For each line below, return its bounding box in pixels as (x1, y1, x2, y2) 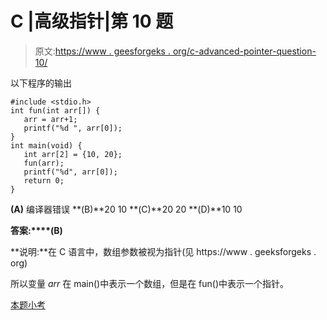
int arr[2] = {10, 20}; (23, 149, 123, 159)
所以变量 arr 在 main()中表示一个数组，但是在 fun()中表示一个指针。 (10, 277, 290, 289)
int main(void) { (10, 140, 83, 151)
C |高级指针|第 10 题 (10, 10, 174, 33)
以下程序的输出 (10, 77, 72, 89)
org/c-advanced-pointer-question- (172, 45, 317, 57)
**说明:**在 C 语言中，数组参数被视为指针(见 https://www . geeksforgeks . (10, 245, 317, 257)
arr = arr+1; (23, 114, 78, 124)
